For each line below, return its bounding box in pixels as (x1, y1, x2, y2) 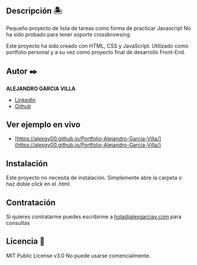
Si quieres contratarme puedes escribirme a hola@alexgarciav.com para (6, 213, 182, 220)
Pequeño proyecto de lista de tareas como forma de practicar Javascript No (6, 24, 191, 32)
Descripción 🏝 (6, 6, 63, 16)
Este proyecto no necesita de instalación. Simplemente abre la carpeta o (6, 174, 182, 181)
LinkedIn (14, 96, 36, 103)
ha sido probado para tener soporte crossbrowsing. (6, 31, 132, 38)
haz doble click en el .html (6, 180, 70, 188)
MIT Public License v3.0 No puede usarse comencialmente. (6, 252, 151, 259)
